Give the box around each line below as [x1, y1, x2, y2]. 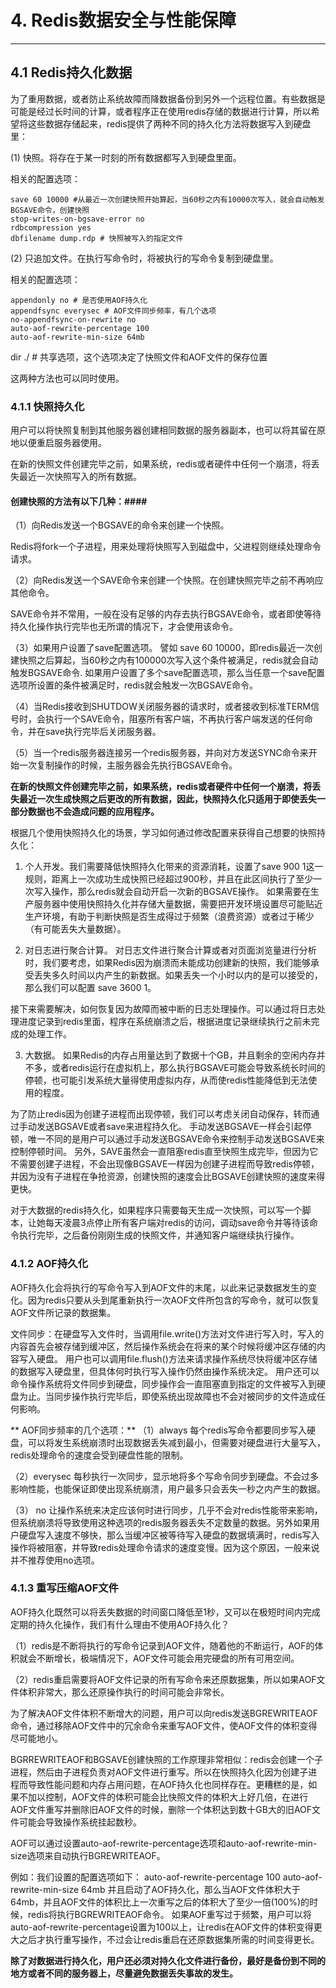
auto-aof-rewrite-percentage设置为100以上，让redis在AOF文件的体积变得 [10, 1921, 314, 1933]
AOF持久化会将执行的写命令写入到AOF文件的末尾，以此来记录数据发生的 [10, 1281, 309, 1293]
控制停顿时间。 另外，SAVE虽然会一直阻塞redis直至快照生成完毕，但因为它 [10, 1146, 319, 1158]
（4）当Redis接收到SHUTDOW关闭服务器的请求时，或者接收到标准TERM [10, 701, 311, 713]
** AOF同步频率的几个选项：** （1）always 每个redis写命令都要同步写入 [10, 1424, 307, 1436]
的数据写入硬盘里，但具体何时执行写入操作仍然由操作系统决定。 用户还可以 [10, 1365, 320, 1377]
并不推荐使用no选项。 [10, 1554, 100, 1566]
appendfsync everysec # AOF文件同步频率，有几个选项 [10, 306, 217, 316]
